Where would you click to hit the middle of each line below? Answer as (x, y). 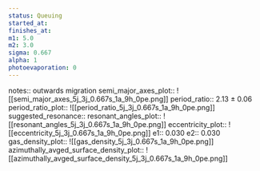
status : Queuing (35, 16)
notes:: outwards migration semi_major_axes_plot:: (92, 90)
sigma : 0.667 (30, 53)
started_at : (28, 23)
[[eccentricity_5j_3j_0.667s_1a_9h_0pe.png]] (80, 133)
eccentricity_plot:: (197, 124)
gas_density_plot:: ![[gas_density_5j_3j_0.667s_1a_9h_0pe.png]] (111, 141)
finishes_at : (30, 30)
